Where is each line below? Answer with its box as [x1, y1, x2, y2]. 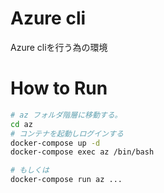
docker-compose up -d [10, 138, 101, 148]
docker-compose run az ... [10, 175, 123, 185]
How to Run [10, 77, 108, 100]
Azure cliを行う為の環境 [10, 41, 108, 53]
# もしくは [10, 165, 50, 176]
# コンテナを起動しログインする [10, 128, 124, 139]
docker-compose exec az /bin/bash [10, 147, 155, 157]
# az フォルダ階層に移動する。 [10, 110, 123, 120]
